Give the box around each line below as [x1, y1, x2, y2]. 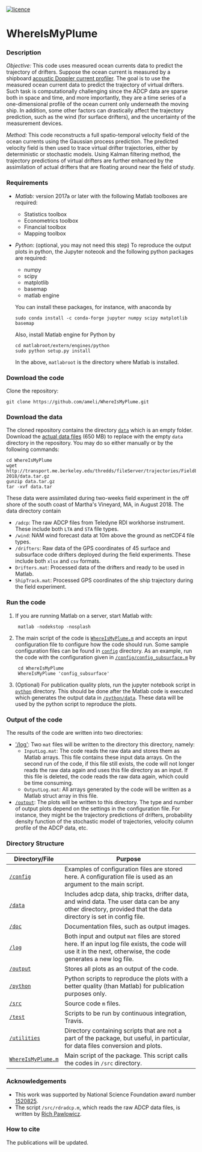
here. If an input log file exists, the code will [64, 939, 186, 948]
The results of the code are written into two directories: [6, 729, 143, 736]
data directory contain [6, 507, 61, 514]
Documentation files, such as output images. [64, 923, 191, 931]
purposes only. [64, 990, 107, 998]
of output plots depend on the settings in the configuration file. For [14, 805, 180, 812]
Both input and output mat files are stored [64, 932, 180, 941]
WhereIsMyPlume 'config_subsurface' [17, 670, 110, 676]
